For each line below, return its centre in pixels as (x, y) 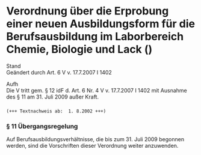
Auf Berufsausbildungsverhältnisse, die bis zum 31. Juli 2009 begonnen (95, 139)
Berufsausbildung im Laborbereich (95, 37)
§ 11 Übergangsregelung (42, 126)
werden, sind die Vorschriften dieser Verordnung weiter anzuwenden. (92, 146)
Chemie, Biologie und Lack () (79, 50)
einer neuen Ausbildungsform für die (101, 24)
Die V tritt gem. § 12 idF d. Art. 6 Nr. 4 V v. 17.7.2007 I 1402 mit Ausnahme (97, 90)
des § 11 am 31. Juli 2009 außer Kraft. (53, 97)
